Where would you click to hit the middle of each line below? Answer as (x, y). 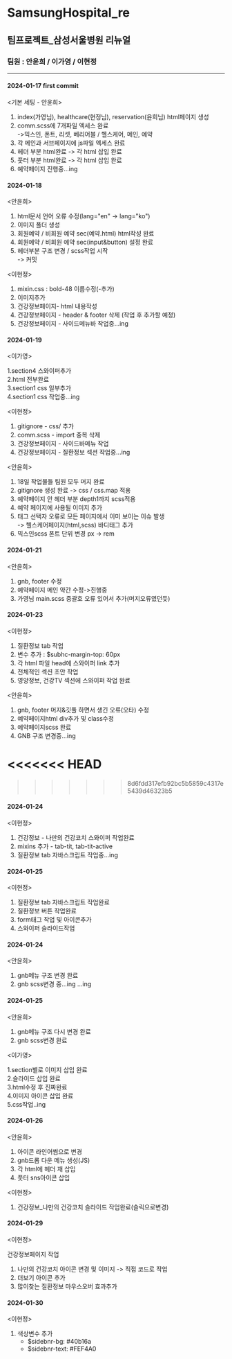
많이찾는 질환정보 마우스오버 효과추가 (67, 1286)
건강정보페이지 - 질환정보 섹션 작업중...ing (74, 453)
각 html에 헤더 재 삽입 (46, 1168)
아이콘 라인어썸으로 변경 (50, 1151)
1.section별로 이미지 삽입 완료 (47, 1069)
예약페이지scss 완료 (44, 727)
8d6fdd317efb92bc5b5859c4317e (176, 783)
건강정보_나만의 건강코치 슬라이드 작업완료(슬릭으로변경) (93, 1207)
